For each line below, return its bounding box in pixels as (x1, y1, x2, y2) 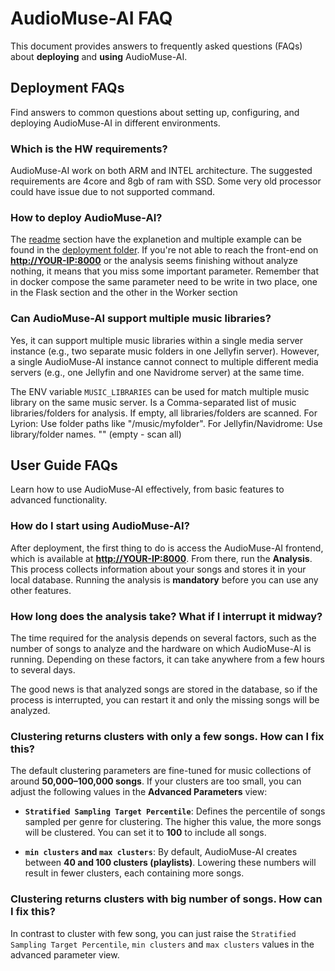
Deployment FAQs (10, 80, 125, 97)
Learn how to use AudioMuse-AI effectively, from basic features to (10, 483, 285, 496)
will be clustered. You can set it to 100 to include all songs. (24, 827, 267, 839)
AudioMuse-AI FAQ (10, 7, 173, 30)
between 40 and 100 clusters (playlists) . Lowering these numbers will (24, 857, 317, 869)
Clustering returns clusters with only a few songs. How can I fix (10, 729, 325, 743)
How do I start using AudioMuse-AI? (10, 519, 190, 533)
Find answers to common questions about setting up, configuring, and (10, 106, 300, 118)
